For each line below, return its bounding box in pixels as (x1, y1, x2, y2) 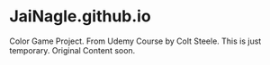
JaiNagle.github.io (9, 6, 151, 27)
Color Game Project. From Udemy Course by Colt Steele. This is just (9, 36, 262, 46)
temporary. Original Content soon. (9, 45, 136, 55)
